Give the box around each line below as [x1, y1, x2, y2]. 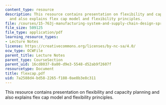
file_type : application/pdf [5, 30, 63, 35]
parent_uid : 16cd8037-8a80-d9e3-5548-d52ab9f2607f [5, 62, 112, 67]
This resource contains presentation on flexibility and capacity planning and [5, 89, 160, 95]
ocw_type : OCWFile [5, 48, 43, 53]
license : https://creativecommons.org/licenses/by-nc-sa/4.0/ [5, 44, 136, 49]
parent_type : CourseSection [5, 57, 63, 62]
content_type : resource [5, 7, 54, 12]
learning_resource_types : [5, 35, 58, 40]
